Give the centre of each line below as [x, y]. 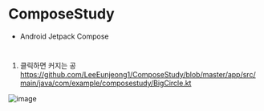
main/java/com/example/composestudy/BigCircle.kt [106, 83]
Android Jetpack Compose [64, 36]
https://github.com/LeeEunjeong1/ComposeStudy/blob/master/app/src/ [138, 75]
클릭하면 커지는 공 [48, 66]
